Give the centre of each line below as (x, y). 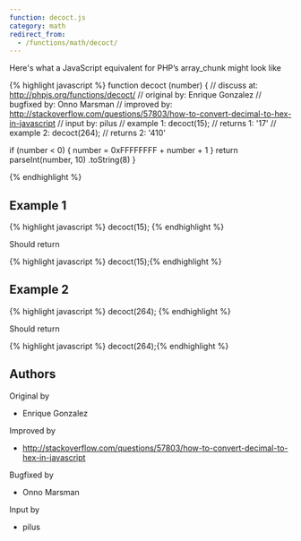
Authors (33, 374)
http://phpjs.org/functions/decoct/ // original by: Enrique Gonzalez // (135, 95)
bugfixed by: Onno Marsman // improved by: (91, 105)
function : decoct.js (48, 17)
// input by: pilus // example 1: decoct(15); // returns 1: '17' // (167, 124)
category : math (38, 26)
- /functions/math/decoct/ (68, 43)
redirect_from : (38, 34)
